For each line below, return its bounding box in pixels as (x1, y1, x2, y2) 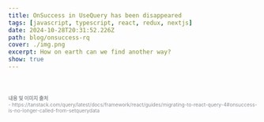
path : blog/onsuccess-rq (8, 33, 90, 42)
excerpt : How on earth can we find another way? (8, 48, 172, 56)
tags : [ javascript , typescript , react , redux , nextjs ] (8, 19, 193, 27)
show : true (8, 56, 44, 64)
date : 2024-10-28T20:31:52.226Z (8, 26, 115, 34)
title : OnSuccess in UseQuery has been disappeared (8, 11, 182, 20)
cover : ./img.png (8, 41, 66, 49)
